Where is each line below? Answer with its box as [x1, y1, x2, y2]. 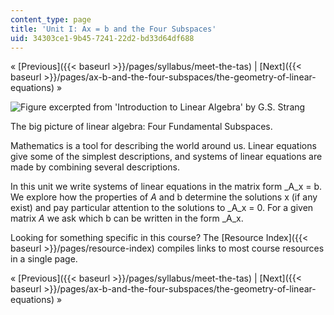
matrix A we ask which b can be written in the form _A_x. [10, 212, 244, 225]
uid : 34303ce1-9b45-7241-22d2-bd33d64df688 [10, 33, 195, 43]
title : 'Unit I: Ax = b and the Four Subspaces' [10, 24, 217, 34]
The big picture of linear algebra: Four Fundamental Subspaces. [10, 121, 273, 133]
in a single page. [10, 253, 78, 265]
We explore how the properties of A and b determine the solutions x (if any [10, 191, 318, 203]
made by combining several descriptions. [10, 161, 181, 173]
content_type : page [10, 14, 92, 25]
